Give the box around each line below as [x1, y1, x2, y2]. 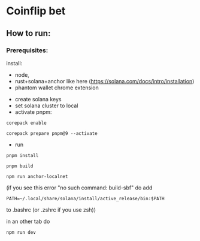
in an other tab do [6, 218, 50, 225]
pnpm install [6, 152, 39, 158]
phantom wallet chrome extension [14, 84, 99, 91]
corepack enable [6, 120, 47, 126]
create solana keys [14, 95, 62, 103]
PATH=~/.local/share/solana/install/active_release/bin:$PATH [6, 195, 165, 201]
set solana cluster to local [14, 102, 78, 109]
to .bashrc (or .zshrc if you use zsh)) [6, 206, 96, 213]
